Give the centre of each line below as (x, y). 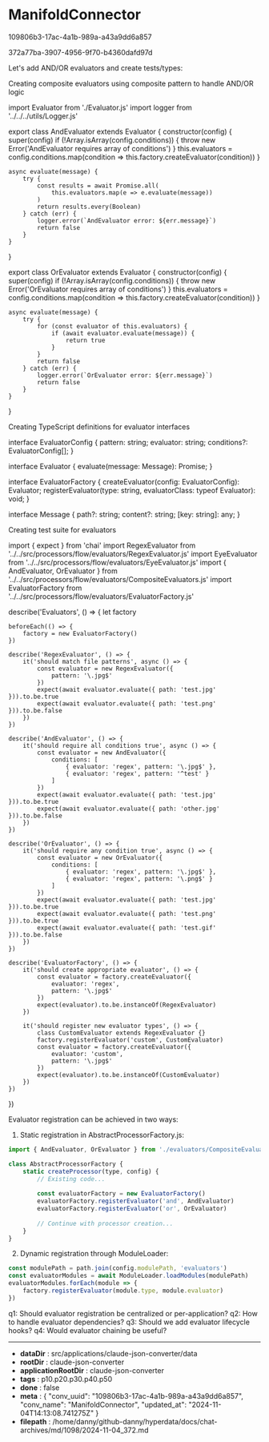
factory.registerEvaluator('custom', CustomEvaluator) (130, 1040)
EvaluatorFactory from (45, 588)
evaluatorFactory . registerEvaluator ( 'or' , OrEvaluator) (132, 1209)
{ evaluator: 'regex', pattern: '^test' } (137, 773)
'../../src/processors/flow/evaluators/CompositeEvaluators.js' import (120, 579)
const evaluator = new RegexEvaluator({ (105, 669)
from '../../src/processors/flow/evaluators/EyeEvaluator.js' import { (117, 562)
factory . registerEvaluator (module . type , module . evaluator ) (123, 1291)
